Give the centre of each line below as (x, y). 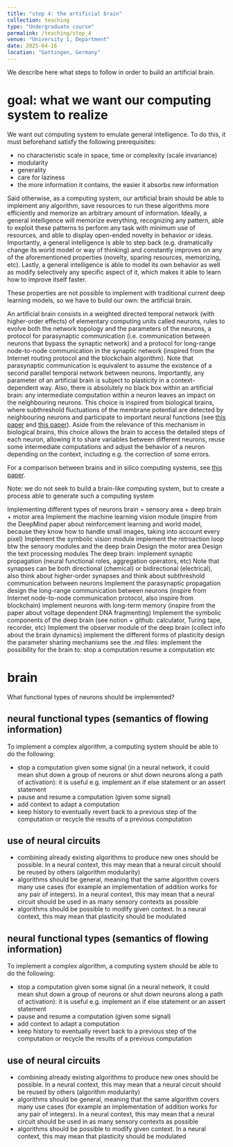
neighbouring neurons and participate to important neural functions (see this (116, 417)
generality (32, 170)
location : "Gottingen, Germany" (54, 53)
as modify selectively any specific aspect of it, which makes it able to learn (114, 272)
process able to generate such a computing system (80, 496)
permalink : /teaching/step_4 (49, 33)
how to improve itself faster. (47, 279)
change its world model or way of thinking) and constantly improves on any (115, 250)
